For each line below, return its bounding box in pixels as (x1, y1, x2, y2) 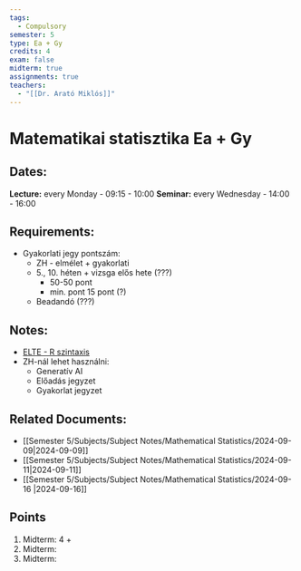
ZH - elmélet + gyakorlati (35, 257, 130, 268)
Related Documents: (9, 411, 127, 427)
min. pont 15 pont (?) (49, 286, 127, 297)
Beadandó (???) (35, 296, 95, 307)
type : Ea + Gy (9, 38, 63, 48)
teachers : (9, 81, 47, 90)
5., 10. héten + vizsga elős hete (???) (35, 267, 172, 278)
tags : (9, 13, 30, 23)
